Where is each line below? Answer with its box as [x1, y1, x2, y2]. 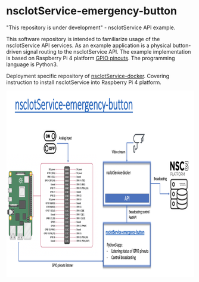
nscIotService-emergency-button [6, 4, 178, 18]
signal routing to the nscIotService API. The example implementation [23, 48, 191, 55]
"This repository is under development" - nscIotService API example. [6, 24, 176, 31]
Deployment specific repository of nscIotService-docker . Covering [6, 72, 170, 79]
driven [6, 48, 22, 55]
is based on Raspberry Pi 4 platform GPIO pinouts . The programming [6, 54, 175, 61]
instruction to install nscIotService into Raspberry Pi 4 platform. [6, 79, 162, 86]
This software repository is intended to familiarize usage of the [6, 35, 160, 42]
